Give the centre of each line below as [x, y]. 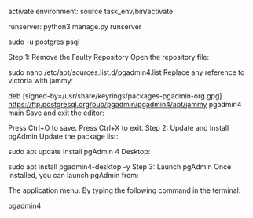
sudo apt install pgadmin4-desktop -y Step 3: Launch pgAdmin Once [120, 167]
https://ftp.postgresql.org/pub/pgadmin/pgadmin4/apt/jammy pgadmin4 [125, 104]
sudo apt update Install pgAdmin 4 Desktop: [79, 151]
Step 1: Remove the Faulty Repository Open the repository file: [109, 57]
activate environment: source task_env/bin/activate [91, 11]
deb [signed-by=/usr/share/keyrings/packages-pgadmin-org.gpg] [115, 96]
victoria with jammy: [40, 81]
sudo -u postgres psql [44, 42]
